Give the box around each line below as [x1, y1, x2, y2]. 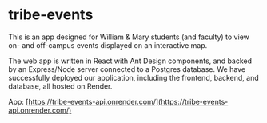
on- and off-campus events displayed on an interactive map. [8, 40, 208, 50]
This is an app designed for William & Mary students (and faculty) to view [8, 32, 249, 42]
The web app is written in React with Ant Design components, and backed [8, 56, 253, 65]
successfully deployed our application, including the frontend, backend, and [8, 73, 260, 82]
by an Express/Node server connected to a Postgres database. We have [8, 64, 246, 73]
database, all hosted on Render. [8, 81, 113, 91]
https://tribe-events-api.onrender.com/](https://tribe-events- [27, 97, 229, 106]
